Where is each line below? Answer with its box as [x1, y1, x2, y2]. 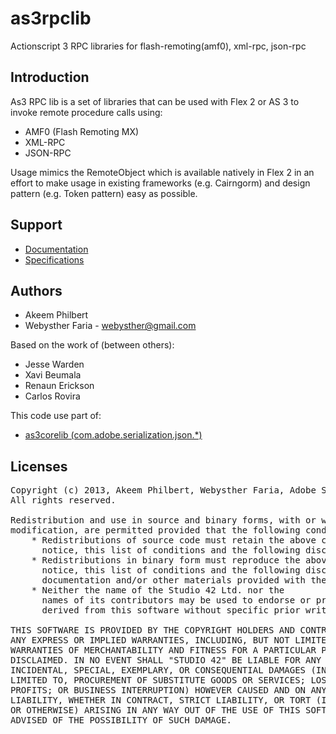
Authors [10, 282, 63, 299]
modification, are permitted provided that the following [10, 525, 301, 536]
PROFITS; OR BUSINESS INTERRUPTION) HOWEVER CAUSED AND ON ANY [10, 685, 327, 696]
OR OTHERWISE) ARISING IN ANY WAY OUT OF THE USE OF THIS [10, 705, 301, 716]
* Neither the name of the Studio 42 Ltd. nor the [31, 585, 285, 596]
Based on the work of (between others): [10, 339, 175, 351]
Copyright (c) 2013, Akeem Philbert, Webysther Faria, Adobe [10, 485, 317, 496]
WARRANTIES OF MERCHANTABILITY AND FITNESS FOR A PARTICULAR [10, 645, 317, 656]
